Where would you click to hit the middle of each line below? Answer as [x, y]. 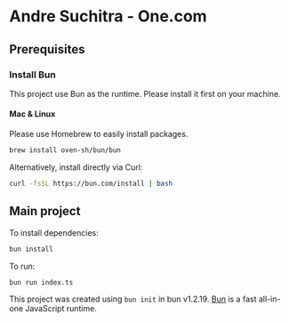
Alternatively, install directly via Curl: [76, 167]
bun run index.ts [41, 282]
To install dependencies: [54, 232]
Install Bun [32, 75]
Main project [45, 211]
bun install [31, 249]
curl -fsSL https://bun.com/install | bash [91, 183]
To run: [22, 266]
